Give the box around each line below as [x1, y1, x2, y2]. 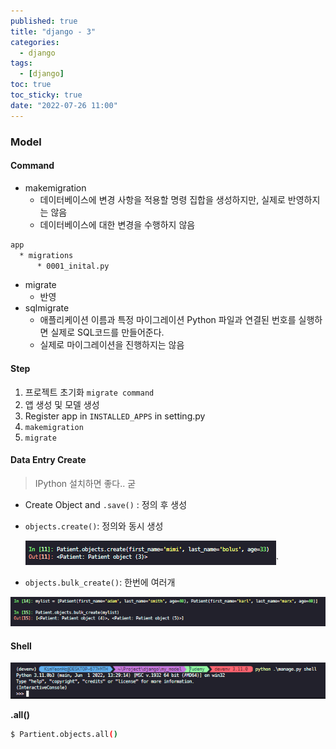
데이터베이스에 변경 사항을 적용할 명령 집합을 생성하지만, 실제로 [39, 193, 286, 205]
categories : [10, 37, 60, 47]
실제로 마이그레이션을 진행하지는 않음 [39, 339, 185, 351]
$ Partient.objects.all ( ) [10, 730, 118, 740]
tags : [10, 58, 33, 69]
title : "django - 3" [10, 26, 97, 37]
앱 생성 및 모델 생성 [24, 398, 100, 410]
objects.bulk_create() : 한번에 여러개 [24, 576, 176, 588]
